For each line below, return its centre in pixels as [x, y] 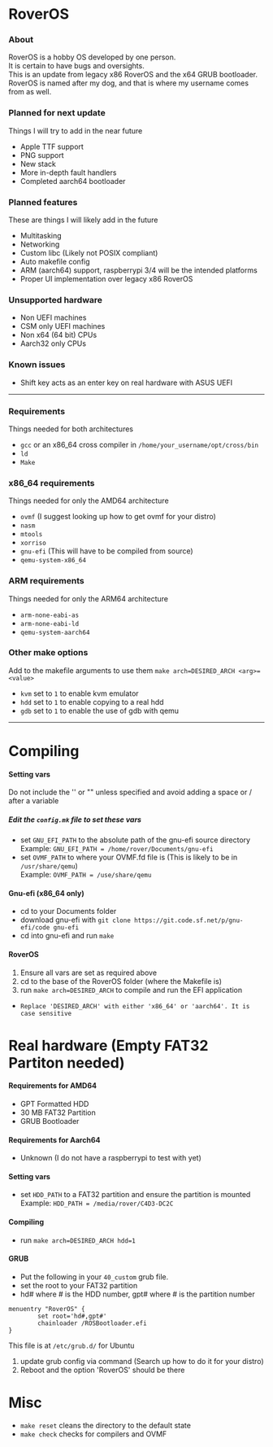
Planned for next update [57, 113]
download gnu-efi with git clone [76, 920]
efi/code [35, 928]
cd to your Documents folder [68, 911]
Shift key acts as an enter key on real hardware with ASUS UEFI [126, 383]
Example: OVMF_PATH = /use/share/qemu [86, 875]
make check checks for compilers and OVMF [93, 1434]
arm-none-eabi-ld [50, 623]
